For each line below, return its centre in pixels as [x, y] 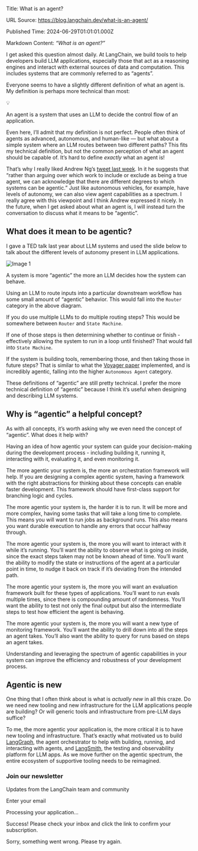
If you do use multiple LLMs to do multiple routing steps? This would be [93, 317]
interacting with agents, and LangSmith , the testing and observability [90, 748]
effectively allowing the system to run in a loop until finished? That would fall [99, 341]
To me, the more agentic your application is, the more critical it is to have [95, 730]
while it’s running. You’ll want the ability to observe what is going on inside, [98, 550]
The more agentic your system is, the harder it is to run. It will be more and [97, 507]
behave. [16, 281]
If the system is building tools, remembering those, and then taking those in [98, 359]
